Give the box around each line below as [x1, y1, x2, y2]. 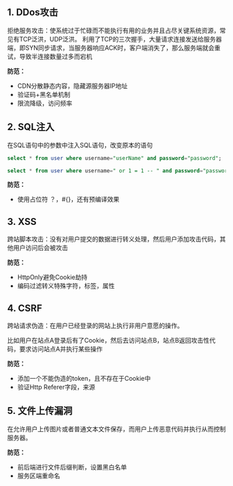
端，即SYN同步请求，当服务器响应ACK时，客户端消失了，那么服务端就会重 [7, 44, 221, 52]
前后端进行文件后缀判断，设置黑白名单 [17, 462, 127, 471]
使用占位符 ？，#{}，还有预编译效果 [17, 195, 120, 204]
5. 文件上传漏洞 [7, 405, 73, 417]
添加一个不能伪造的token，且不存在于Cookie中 [17, 375, 151, 382]
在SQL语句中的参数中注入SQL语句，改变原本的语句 [7, 141, 153, 149]
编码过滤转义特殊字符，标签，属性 [17, 282, 115, 290]
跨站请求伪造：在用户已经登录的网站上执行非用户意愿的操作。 [7, 321, 184, 330]
